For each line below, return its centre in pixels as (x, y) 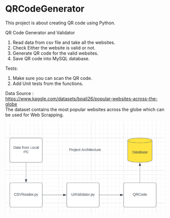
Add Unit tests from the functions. (48, 83)
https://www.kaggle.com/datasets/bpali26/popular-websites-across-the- (81, 99)
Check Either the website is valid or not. (54, 48)
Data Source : (19, 93)
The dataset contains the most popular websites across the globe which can (85, 109)
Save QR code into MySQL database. (51, 58)
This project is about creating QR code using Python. (60, 23)
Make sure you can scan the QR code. (52, 78)
